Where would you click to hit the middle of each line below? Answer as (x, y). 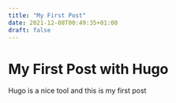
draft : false (30, 30)
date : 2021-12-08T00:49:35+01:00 (63, 23)
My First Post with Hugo (88, 69)
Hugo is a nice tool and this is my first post (77, 90)
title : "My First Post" (47, 15)
